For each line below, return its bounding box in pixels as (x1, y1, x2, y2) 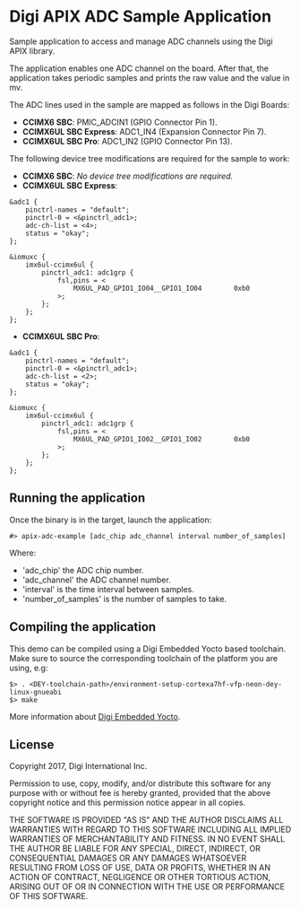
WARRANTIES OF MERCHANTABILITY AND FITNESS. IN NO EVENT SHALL (9, 834, 286, 844)
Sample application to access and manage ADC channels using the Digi (9, 36, 273, 47)
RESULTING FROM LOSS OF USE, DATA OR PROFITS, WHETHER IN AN (9, 862, 271, 873)
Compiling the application (9, 619, 157, 634)
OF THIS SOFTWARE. (9, 891, 89, 902)
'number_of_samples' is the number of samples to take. (21, 593, 227, 604)
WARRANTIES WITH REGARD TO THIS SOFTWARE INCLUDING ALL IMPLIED (9, 824, 292, 835)
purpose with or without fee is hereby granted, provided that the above (9, 788, 271, 799)
